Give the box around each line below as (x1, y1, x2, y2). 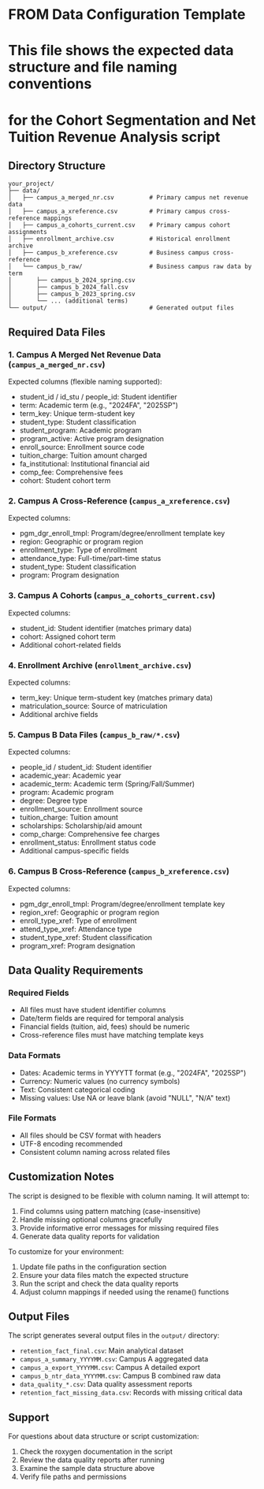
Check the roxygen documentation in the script (19, 1447, 173, 1457)
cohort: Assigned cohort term (19, 632, 116, 641)
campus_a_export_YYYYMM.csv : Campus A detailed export (19, 1363, 201, 1372)
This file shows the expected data (8, 42, 234, 60)
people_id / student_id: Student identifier (19, 763, 152, 772)
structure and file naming (8, 58, 177, 76)
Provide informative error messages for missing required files (19, 1223, 219, 1232)
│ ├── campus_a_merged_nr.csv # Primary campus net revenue (8, 194, 248, 202)
